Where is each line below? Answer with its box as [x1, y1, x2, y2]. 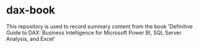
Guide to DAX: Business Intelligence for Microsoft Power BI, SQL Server [6, 29, 182, 36]
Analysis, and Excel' [6, 35, 55, 42]
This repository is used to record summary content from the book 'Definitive [6, 23, 193, 30]
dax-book [6, 4, 55, 17]
